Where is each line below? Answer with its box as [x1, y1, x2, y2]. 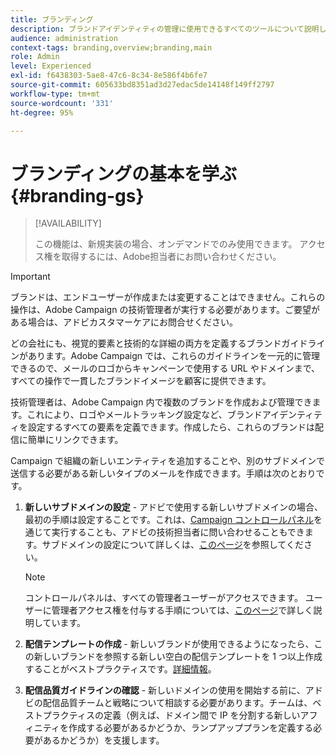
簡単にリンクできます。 [27, 434, 124, 446]
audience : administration [10, 33, 118, 43]
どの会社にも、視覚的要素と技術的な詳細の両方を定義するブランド [10, 337, 282, 350]
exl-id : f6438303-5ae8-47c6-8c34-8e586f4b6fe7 [10, 71, 208, 81]
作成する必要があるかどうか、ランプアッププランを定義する [68, 722, 314, 734]
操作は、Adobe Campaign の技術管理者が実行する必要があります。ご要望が [10, 304, 321, 316]
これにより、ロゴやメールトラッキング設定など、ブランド [26, 409, 263, 421]
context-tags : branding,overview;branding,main [10, 42, 213, 53]
